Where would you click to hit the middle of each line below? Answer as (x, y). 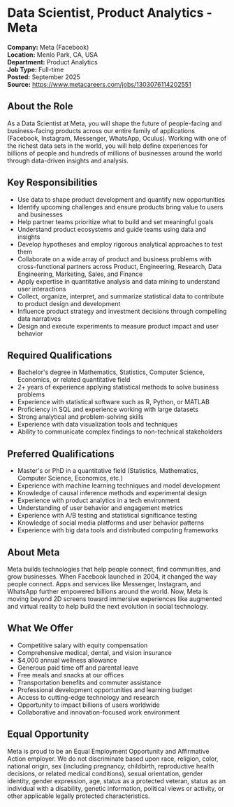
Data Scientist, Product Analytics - (110, 13)
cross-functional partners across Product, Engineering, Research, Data (119, 266)
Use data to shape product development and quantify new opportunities (121, 199)
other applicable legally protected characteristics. (79, 796)
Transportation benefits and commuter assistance (89, 682)
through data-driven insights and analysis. (68, 160)
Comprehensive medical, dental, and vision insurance (95, 652)
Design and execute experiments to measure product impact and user (118, 326)
